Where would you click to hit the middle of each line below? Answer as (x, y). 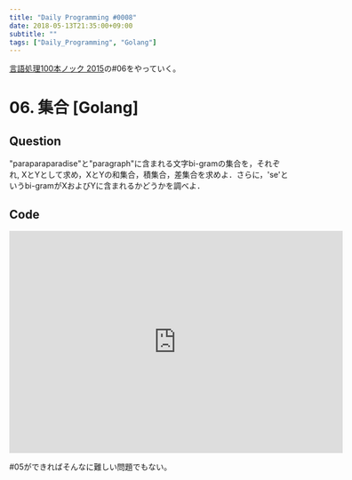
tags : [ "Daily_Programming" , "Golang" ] (83, 42)
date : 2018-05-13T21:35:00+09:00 (71, 26)
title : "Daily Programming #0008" (73, 17)
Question (35, 141)
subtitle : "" (33, 34)
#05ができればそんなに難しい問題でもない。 (91, 467)
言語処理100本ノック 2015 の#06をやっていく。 (95, 68)
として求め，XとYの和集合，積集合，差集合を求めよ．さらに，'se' (160, 175)
